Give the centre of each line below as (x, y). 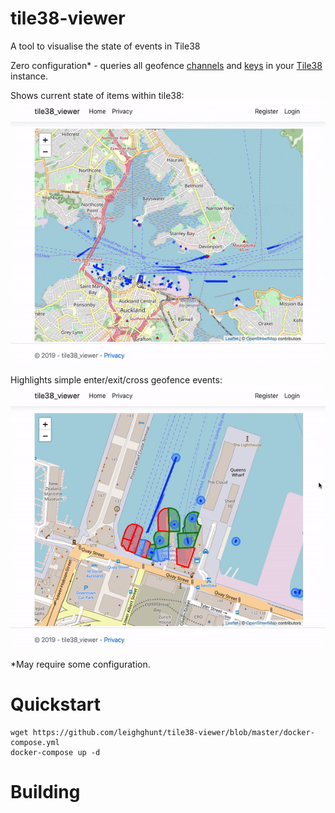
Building (45, 791)
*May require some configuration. (80, 664)
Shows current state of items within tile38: (97, 95)
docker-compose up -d (55, 752)
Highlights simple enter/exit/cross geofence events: (116, 379)
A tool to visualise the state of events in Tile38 (105, 46)
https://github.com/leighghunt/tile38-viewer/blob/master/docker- (173, 732)
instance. (29, 76)
